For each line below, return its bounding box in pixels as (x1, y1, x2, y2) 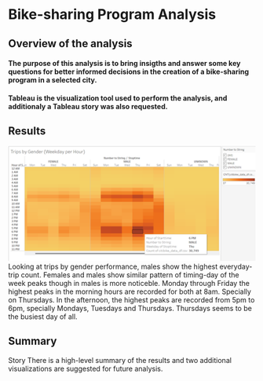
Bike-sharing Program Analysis (8, 5, 217, 24)
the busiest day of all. (8, 312, 78, 321)
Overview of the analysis (8, 37, 133, 50)
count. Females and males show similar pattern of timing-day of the (20, 269, 239, 280)
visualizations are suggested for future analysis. (8, 364, 163, 373)
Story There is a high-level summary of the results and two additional (8, 355, 232, 365)
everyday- (219, 262, 253, 271)
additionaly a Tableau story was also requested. (8, 101, 168, 111)
